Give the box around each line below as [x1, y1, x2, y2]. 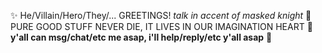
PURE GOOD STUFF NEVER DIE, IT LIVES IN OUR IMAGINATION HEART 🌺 [10, 21, 313, 32]
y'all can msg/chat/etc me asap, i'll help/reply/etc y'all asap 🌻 [10, 31, 273, 43]
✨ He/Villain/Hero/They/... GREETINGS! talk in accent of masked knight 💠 [10, 10, 312, 21]
